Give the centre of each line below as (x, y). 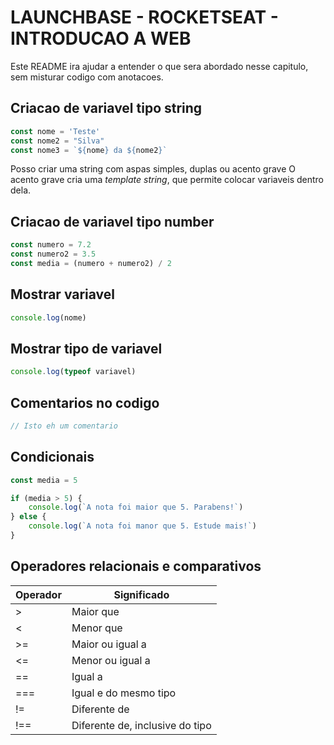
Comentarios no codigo (85, 402)
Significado (141, 594)
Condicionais (52, 457)
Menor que (97, 628)
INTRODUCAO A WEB (101, 38)
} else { (28, 517)
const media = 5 (44, 480)
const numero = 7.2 (51, 245)
